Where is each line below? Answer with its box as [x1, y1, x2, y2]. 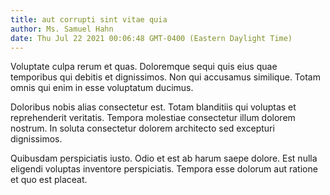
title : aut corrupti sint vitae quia [10, 14, 168, 25]
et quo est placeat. [10, 174, 88, 186]
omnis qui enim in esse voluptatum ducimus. [10, 82, 194, 94]
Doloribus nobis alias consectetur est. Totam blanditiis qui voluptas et [10, 101, 297, 113]
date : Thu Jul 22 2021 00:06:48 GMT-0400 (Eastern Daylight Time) [10, 33, 293, 43]
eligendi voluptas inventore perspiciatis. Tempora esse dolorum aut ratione [10, 163, 318, 175]
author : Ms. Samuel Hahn [10, 24, 114, 34]
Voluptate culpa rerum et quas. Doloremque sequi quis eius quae [10, 61, 278, 73]
